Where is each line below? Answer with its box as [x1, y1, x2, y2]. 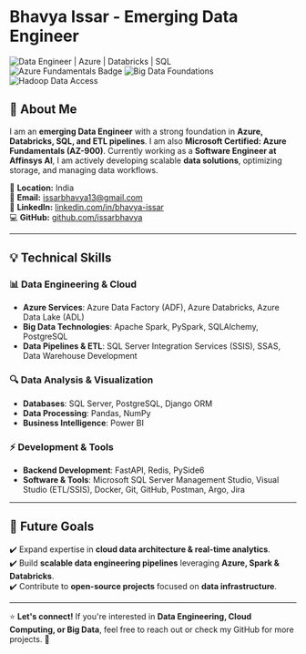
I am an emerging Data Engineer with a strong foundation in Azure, [9, 126, 264, 137]
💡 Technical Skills [9, 250, 112, 266]
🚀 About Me [9, 102, 77, 118]
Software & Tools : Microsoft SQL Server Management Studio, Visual [22, 475, 280, 485]
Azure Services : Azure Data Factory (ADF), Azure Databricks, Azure [22, 302, 280, 313]
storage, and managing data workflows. [9, 164, 158, 175]
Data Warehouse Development [22, 351, 138, 362]
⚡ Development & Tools [9, 440, 114, 453]
